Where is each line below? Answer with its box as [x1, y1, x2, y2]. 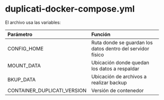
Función [91, 31, 111, 37]
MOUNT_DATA [7, 62, 41, 69]
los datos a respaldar [91, 65, 140, 72]
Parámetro [7, 31, 33, 37]
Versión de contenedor [91, 87, 144, 94]
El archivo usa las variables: [5, 19, 61, 25]
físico [91, 51, 104, 58]
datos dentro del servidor [91, 45, 149, 52]
